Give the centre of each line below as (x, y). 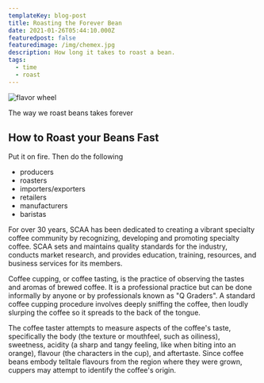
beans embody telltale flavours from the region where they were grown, (126, 362)
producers (36, 172)
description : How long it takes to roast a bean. (92, 52)
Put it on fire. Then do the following (66, 157)
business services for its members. (65, 264)
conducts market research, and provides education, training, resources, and (132, 255)
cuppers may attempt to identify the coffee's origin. (92, 370)
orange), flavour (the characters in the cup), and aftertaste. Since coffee (126, 354)
